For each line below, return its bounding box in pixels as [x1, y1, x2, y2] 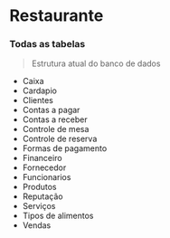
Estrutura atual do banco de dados [31, 58, 161, 69]
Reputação [22, 191, 63, 202]
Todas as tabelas [9, 38, 86, 51]
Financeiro [22, 153, 62, 164]
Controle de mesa [22, 124, 90, 135]
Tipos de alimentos [22, 210, 94, 222]
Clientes [22, 95, 54, 106]
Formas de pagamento [22, 143, 108, 154]
